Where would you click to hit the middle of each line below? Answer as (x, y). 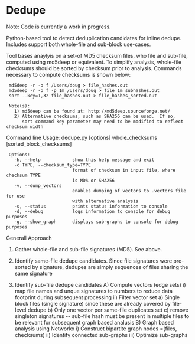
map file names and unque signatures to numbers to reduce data (94, 291)
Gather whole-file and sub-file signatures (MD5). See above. (88, 249)
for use (16, 196)
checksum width (25, 127)
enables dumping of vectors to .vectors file (129, 191)
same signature (33, 273)
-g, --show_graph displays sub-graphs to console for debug (96, 222)
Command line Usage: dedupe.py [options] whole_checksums (82, 137)
